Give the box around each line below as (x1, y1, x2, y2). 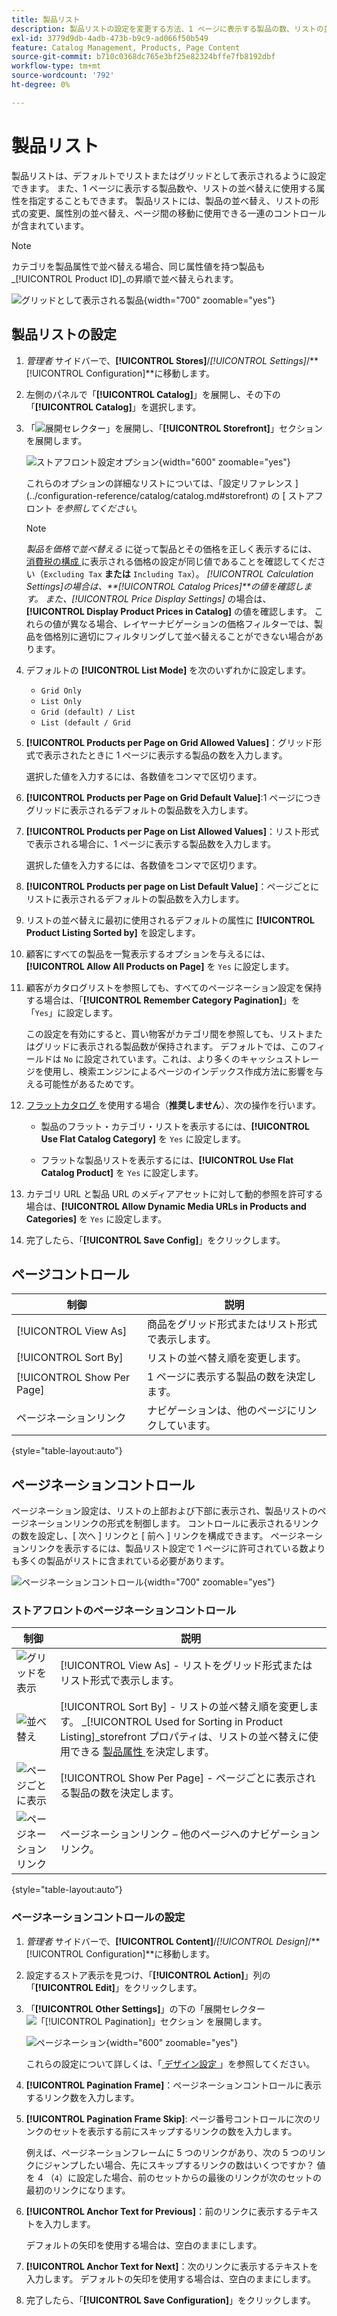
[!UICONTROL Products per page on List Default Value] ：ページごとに (25, 880, 320, 892)
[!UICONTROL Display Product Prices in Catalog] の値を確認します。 (25, 605, 313, 617)
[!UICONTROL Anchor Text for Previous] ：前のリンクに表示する (25, 2205, 293, 2217)
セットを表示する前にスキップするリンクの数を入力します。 (52, 2125, 298, 2137)
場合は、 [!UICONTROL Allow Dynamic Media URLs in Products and (25, 1200, 307, 1212)
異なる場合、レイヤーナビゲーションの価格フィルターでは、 (69, 617, 314, 630)
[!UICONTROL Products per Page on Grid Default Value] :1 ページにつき (25, 791, 322, 803)
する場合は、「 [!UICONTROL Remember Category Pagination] (25, 994, 283, 1006)
